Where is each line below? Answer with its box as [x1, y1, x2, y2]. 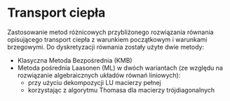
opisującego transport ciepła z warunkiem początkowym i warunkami [7, 35, 208, 43]
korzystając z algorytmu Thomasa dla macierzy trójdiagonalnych [27, 86, 215, 94]
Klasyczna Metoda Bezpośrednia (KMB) [17, 56, 133, 64]
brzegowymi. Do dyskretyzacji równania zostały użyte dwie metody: [7, 42, 205, 51]
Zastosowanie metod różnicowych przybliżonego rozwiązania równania [7, 28, 214, 36]
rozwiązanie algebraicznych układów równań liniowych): [17, 71, 181, 79]
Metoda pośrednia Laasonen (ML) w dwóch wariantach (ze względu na [17, 63, 223, 72]
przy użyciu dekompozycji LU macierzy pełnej [27, 78, 161, 86]
